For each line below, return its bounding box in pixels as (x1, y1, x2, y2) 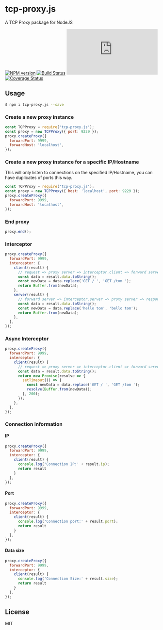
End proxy (5, 218, 30, 225)
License (5, 608, 30, 616)
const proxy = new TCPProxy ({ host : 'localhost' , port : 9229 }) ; (5, 189, 140, 194)
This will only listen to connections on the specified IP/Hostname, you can (5, 170, 153, 176)
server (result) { (14, 292, 49, 297)
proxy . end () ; (5, 229, 32, 234)
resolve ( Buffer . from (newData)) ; (26, 387, 92, 392)
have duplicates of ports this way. (5, 175, 73, 180)
